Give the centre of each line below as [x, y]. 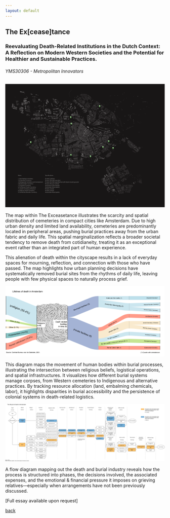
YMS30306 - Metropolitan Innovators [44, 71]
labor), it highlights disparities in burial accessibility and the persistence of [83, 392]
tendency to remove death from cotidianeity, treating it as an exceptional [81, 242]
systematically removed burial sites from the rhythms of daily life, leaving [81, 274]
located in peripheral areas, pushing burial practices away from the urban [82, 232]
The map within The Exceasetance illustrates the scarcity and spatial [77, 215]
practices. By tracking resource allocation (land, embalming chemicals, [79, 386]
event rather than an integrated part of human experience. [66, 248]
